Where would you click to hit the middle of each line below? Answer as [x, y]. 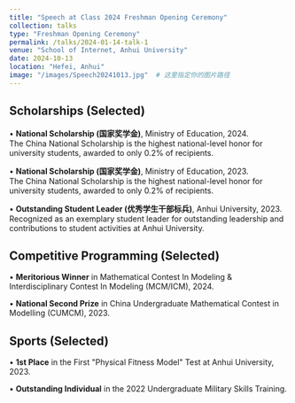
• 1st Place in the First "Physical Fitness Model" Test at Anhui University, [142, 362]
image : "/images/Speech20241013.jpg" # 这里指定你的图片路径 [120, 75]
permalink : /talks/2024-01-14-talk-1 [79, 42]
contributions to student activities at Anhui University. [107, 228]
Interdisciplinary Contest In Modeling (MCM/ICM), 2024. [112, 287]
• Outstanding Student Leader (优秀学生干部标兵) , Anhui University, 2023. [146, 208]
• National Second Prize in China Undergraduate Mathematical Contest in [144, 304]
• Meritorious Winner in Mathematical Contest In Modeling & [121, 277]
